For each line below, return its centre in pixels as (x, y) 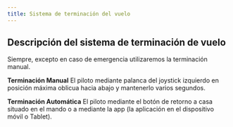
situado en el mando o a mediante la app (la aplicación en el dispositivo (111, 109)
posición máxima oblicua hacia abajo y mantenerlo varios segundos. (106, 88)
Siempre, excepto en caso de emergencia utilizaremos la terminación (107, 59)
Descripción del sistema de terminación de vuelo (117, 43)
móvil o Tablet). (30, 116)
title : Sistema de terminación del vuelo (69, 14)
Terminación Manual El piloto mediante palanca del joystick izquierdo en (113, 80)
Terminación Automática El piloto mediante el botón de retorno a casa (110, 102)
